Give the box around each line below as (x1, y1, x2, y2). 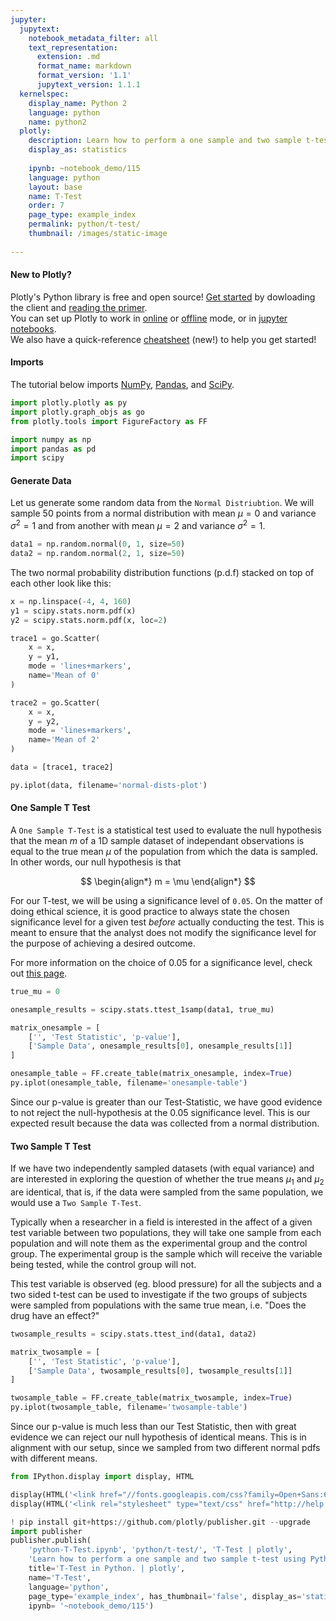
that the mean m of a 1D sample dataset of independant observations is (10, 834, 305, 846)
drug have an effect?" (10, 1309, 100, 1321)
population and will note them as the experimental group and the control (10, 1237, 308, 1249)
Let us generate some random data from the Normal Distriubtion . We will (10, 497, 315, 509)
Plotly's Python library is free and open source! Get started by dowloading (10, 291, 316, 303)
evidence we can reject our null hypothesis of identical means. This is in (10, 1431, 307, 1443)
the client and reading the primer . (10, 301, 148, 313)
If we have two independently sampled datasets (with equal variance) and (10, 1162, 315, 1175)
